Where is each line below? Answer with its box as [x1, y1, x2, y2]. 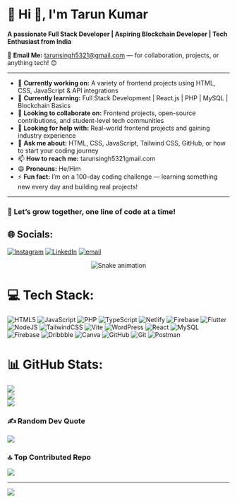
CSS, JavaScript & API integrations [17, 86, 119, 95]
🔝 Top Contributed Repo [7, 452, 92, 462]
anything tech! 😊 [7, 58, 58, 66]
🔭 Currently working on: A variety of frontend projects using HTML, [17, 78, 216, 87]
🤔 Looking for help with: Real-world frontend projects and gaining [17, 124, 210, 132]
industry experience [17, 131, 76, 140]
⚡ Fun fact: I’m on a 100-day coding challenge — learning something [17, 172, 218, 181]
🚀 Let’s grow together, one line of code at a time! [7, 206, 176, 216]
